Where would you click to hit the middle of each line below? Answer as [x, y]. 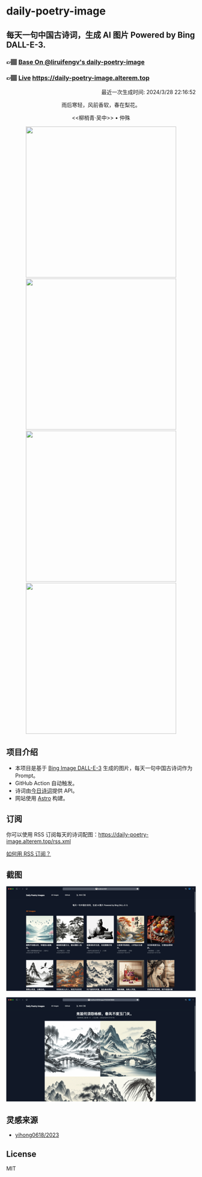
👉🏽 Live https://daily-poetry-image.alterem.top [78, 78]
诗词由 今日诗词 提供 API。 [46, 791]
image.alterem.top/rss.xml [38, 841]
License [21, 1154]
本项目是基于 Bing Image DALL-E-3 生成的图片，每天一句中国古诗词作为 [104, 768]
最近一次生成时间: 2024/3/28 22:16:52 [148, 92]
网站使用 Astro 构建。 [41, 798]
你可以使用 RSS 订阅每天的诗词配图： [52, 835]
